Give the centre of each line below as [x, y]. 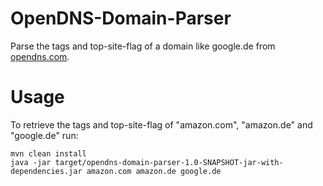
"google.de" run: [44, 135]
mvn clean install [48, 153]
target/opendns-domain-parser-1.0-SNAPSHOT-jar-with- [169, 162]
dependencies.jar [46, 171]
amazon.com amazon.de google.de [154, 171]
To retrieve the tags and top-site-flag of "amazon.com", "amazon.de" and [161, 124]
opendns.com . [40, 56]
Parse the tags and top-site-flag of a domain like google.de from [143, 46]
